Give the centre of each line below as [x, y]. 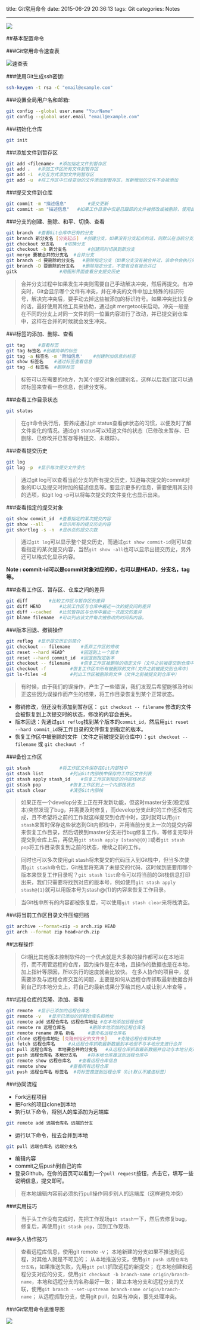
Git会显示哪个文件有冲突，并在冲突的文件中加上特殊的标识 [108, 291]
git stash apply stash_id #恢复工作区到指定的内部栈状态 [76, 779]
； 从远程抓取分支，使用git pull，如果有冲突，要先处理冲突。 [106, 1297]
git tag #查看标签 [32, 345]
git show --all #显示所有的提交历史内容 [59, 524]
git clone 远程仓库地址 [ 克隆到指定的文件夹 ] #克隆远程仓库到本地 [83, 1039]
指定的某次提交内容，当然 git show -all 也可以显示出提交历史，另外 [109, 549]
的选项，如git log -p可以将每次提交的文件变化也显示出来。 [92, 494]
